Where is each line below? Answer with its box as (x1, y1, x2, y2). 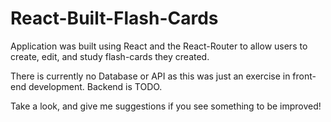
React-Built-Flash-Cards (10, 7, 219, 30)
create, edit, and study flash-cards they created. (10, 50, 210, 62)
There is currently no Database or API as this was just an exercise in (10, 70, 291, 82)
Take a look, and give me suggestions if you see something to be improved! (10, 100, 322, 112)
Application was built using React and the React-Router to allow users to (10, 40, 308, 52)
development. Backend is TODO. (28, 80, 163, 92)
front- (292, 70, 317, 82)
